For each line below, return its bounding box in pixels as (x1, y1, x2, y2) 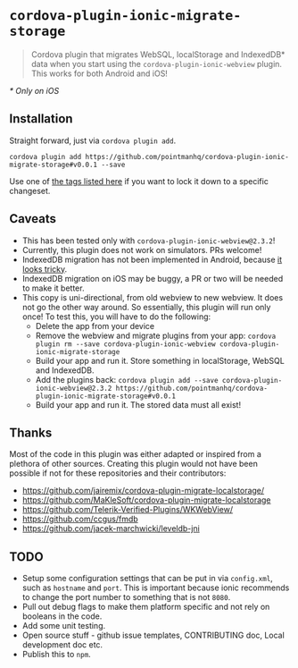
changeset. (9, 185, 51, 196)
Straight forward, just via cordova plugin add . (9, 135, 177, 146)
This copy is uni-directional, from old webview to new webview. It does (21, 292, 284, 302)
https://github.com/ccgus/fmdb (21, 513, 138, 525)
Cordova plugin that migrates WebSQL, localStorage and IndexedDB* (30, 48, 286, 60)
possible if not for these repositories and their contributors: (9, 468, 227, 478)
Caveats (9, 211, 56, 226)
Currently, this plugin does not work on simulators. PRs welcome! (21, 244, 262, 255)
